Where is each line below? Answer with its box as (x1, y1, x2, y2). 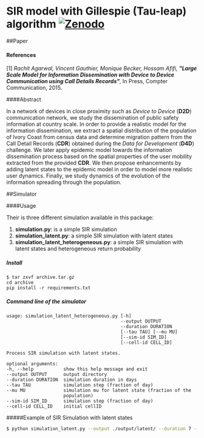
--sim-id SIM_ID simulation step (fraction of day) (6, 398, 154, 405)
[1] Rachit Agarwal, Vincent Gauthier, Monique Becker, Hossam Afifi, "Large (6, 65, 197, 72)
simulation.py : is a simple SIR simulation (15, 226, 117, 233)
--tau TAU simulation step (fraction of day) (6, 382, 154, 388)
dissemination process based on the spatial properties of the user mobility (6, 153, 192, 160)
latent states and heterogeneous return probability (15, 245, 141, 253)
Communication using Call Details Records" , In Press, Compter (6, 78, 168, 85)
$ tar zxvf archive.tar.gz (6, 275, 75, 281)
